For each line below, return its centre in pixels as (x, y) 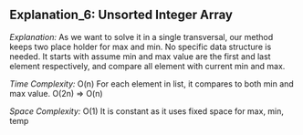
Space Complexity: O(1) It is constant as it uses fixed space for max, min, (147, 111)
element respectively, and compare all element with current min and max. (147, 66)
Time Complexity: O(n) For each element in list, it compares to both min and (151, 83)
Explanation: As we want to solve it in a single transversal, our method (141, 36)
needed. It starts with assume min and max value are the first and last (140, 56)
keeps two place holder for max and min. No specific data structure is (141, 47)
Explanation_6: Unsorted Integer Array (121, 15)
